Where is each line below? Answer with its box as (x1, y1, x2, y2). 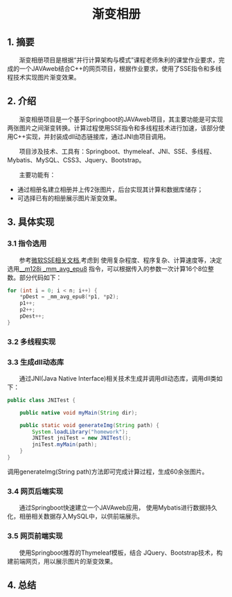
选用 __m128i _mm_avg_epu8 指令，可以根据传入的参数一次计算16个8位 (7, 264, 208, 272)
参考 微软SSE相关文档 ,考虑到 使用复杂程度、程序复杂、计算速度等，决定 (19, 256, 222, 264)
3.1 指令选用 (7, 239, 47, 248)
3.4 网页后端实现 (7, 486, 64, 496)
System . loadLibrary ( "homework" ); (32, 428, 129, 435)
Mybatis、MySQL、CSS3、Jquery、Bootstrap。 (7, 155, 145, 164)
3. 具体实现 (7, 216, 55, 228)
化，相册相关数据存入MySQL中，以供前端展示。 (7, 512, 144, 521)
